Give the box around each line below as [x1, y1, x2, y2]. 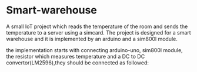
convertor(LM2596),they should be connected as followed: [6, 59, 149, 66]
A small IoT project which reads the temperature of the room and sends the [6, 23, 188, 30]
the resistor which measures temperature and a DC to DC [6, 53, 145, 60]
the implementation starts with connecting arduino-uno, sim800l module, [6, 46, 183, 53]
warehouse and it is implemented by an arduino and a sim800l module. [6, 35, 178, 42]
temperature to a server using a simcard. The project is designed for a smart [6, 29, 191, 36]
